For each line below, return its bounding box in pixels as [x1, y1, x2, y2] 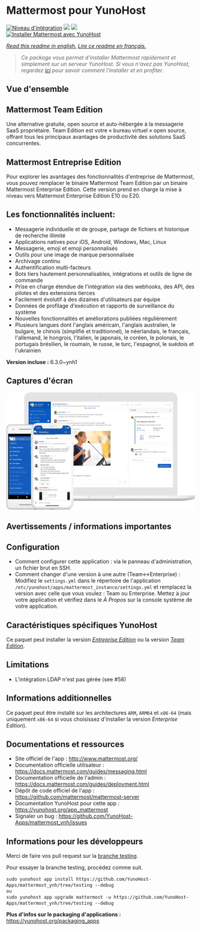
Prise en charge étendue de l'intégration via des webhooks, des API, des [14, 283, 195, 290]
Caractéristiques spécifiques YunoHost [6, 620, 158, 630]
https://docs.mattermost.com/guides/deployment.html [14, 780, 149, 788]
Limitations [6, 660, 49, 670]
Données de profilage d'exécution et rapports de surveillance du [14, 302, 175, 309]
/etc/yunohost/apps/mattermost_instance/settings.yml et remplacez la [14, 583, 192, 591]
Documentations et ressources [6, 739, 125, 749]
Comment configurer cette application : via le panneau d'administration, [14, 558, 193, 565]
